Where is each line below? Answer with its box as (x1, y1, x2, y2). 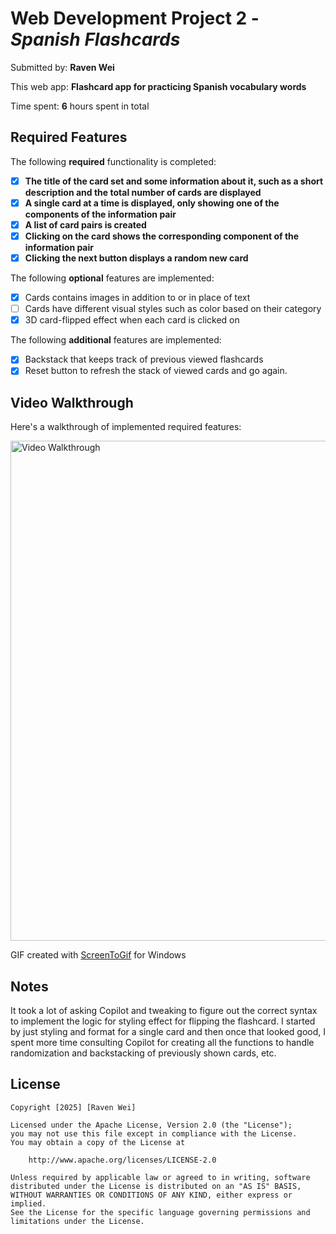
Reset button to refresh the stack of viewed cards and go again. (24, 365, 288, 377)
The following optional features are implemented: (10, 272, 215, 284)
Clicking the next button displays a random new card (24, 252, 249, 264)
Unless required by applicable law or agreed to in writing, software (10, 1172, 311, 1182)
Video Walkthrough (10, 394, 134, 411)
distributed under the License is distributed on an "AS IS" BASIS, (10, 1181, 302, 1191)
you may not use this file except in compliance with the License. (10, 1128, 298, 1139)
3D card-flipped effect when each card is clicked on (24, 314, 240, 326)
